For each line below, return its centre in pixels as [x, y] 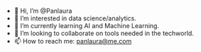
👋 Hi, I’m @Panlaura [43, 11]
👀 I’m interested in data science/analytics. [75, 18]
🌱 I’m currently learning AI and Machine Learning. [87, 26]
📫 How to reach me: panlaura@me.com [73, 41]
